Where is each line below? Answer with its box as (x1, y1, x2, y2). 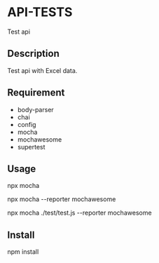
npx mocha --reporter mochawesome (7, 195, 116, 203)
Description (7, 48, 60, 60)
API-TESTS (7, 4, 73, 20)
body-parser (17, 105, 54, 114)
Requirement (7, 87, 65, 99)
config (17, 120, 36, 128)
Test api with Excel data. (7, 66, 78, 74)
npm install (7, 248, 39, 256)
